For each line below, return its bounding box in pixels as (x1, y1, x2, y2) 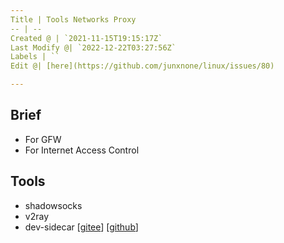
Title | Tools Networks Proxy (10, 14, 137, 25)
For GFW (24, 133, 62, 145)
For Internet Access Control (24, 144, 140, 156)
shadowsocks (24, 199, 83, 211)
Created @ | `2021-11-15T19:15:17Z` (10, 33, 163, 43)
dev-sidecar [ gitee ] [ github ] (24, 221, 139, 233)
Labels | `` (10, 52, 60, 62)
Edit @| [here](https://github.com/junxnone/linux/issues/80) (10, 61, 275, 71)
